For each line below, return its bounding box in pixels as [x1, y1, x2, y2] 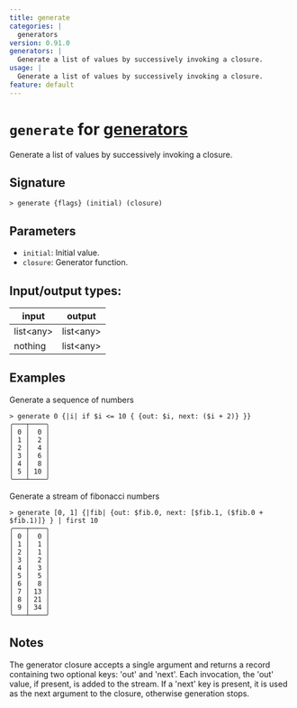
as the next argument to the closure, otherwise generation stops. [9, 687, 250, 699]
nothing [13, 340, 47, 352]
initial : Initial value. [22, 247, 100, 258]
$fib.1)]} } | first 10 [9, 516, 99, 525]
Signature [9, 175, 66, 190]
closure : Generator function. [22, 257, 129, 268]
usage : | [9, 64, 42, 73]
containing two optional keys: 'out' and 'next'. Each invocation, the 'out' [9, 668, 274, 679]
